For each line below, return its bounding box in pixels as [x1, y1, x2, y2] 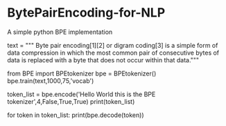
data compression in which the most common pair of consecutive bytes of [7, 48, 220, 57]
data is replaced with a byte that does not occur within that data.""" [7, 55, 200, 64]
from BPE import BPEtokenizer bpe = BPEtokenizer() [7, 69, 157, 78]
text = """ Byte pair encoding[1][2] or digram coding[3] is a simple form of [7, 41, 218, 49]
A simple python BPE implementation [7, 28, 113, 36]
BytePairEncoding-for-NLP [7, 5, 166, 21]
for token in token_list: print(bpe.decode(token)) [7, 111, 144, 119]
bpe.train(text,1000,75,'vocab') [7, 76, 94, 84]
